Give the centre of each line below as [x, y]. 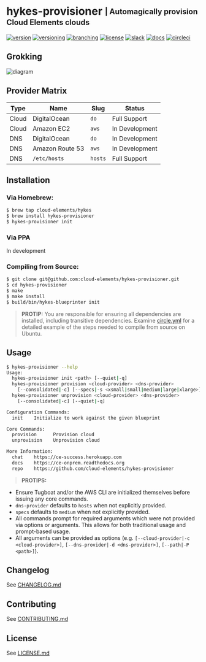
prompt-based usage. [43, 531]
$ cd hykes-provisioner [37, 285]
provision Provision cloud [53, 435]
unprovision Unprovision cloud [56, 441]
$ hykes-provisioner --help [42, 367]
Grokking [25, 57]
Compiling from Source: [43, 267]
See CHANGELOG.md [34, 585]
